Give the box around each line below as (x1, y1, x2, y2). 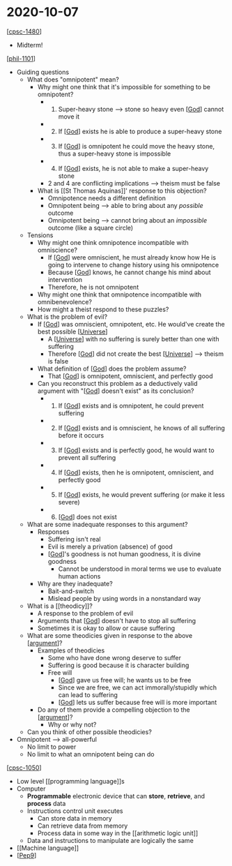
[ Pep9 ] (16, 851, 37, 859)
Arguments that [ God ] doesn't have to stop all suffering (37, 616, 196, 625)
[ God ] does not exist (58, 512, 118, 521)
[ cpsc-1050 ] (6, 763, 42, 772)
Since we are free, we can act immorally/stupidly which (58, 683, 217, 692)
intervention (47, 275, 83, 283)
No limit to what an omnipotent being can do (26, 749, 155, 758)
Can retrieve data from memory (37, 821, 128, 830)
